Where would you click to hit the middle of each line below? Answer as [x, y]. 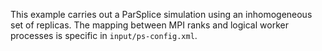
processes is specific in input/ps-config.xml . [104, 35]
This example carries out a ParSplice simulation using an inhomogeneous [161, 14]
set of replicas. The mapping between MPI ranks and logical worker [149, 25]
